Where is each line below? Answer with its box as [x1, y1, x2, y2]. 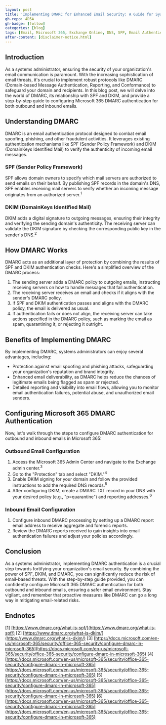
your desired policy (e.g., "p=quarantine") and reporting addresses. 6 [12, 493, 152, 500]
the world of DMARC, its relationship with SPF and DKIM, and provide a [5, 92, 150, 98]
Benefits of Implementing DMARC [5, 336, 111, 344]
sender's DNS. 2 [5, 231, 37, 238]
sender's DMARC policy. [12, 295, 62, 301]
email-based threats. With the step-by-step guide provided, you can [5, 576, 144, 582]
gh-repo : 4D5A [5, 16, 35, 21]
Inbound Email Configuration [5, 506, 76, 513]
